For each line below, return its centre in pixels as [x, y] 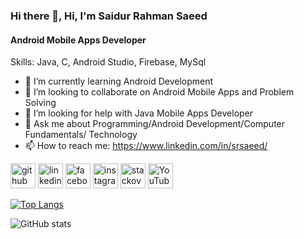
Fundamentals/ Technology [81, 135]
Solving [40, 103]
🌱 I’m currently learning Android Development [119, 81]
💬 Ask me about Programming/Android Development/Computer [155, 124]
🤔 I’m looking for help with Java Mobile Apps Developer [139, 113]
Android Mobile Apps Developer [78, 40]
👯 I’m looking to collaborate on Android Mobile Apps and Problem [159, 92]
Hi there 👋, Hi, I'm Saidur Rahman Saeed [109, 16]
